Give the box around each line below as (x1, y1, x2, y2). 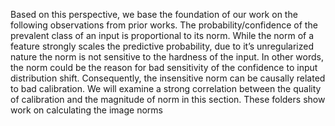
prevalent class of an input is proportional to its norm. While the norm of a (10, 30, 315, 41)
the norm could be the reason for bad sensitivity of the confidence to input (10, 62, 318, 73)
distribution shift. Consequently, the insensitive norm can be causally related (10, 72, 326, 84)
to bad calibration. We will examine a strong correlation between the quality (10, 83, 322, 94)
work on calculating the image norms (10, 104, 163, 116)
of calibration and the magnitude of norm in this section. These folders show (10, 94, 326, 105)
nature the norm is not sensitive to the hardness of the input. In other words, (10, 51, 325, 63)
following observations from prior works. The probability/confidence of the (10, 19, 318, 31)
